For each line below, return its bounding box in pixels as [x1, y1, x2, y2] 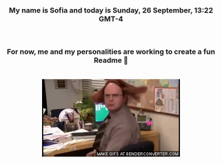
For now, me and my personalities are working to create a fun [6, 47, 216, 57]
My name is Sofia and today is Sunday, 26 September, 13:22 [8, 6, 214, 15]
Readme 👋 [94, 56, 128, 65]
